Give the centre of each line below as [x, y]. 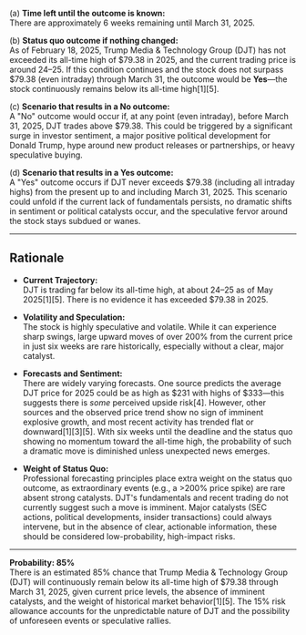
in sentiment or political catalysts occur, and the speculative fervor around [149, 211]
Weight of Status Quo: [66, 468]
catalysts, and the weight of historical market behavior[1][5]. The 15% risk [148, 601]
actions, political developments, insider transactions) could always [147, 517]
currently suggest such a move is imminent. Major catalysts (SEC [145, 507]
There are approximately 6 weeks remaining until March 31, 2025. [132, 23]
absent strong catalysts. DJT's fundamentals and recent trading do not [155, 497]
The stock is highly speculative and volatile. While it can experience [149, 326]
